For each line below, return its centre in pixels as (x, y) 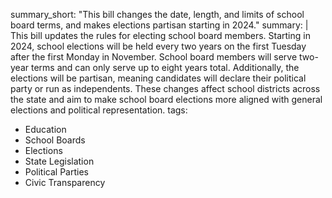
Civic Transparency (65, 182)
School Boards (55, 140)
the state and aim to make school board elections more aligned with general (166, 99)
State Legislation (59, 161)
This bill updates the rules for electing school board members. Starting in (160, 35)
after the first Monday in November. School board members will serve (154, 57)
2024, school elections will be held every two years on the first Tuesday (158, 46)
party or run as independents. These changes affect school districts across (165, 88)
